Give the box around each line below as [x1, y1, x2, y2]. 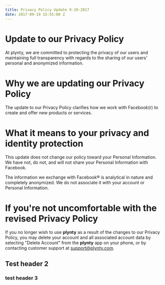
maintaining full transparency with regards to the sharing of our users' [5, 55, 148, 61]
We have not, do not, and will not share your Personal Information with [5, 159, 148, 165]
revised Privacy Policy [5, 213, 98, 224]
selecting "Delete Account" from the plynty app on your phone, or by [5, 240, 147, 246]
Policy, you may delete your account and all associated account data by [5, 234, 151, 241]
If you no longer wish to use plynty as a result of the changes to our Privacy [5, 229, 160, 235]
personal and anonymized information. [5, 60, 84, 66]
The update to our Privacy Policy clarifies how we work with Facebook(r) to [5, 105, 159, 111]
